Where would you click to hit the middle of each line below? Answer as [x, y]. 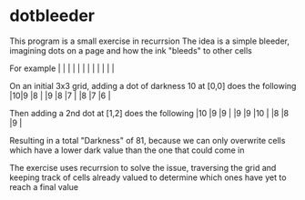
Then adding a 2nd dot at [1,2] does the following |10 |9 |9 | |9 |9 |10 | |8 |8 [149, 113]
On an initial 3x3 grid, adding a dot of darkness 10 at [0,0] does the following [153, 85]
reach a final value [44, 186]
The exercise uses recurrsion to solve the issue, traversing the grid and [143, 167]
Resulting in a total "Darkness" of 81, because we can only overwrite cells [147, 140]
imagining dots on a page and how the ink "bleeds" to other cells [131, 50]
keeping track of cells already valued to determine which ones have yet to [148, 177]
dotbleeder [52, 16]
